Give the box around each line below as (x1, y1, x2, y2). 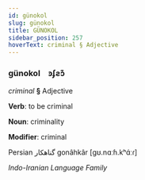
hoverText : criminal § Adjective (8, 41, 119, 49)
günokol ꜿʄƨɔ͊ (8, 68, 66, 79)
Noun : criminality (8, 117, 65, 127)
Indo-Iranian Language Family (8, 163, 108, 173)
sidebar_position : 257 (8, 33, 83, 42)
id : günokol (8, 11, 48, 20)
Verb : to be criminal (8, 101, 74, 111)
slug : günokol (8, 19, 55, 27)
